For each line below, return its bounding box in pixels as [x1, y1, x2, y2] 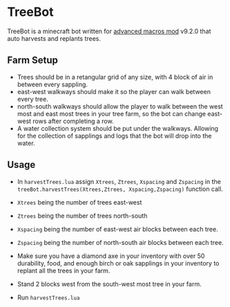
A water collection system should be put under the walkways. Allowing [17, 124, 219, 132]
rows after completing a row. [32, 117, 114, 125]
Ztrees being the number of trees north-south [17, 212, 148, 220]
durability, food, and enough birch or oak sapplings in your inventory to [17, 259, 220, 267]
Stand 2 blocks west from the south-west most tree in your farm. [17, 279, 202, 288]
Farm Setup [7, 55, 59, 66]
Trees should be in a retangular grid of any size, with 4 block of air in [17, 73, 213, 81]
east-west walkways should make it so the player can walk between [17, 87, 211, 95]
